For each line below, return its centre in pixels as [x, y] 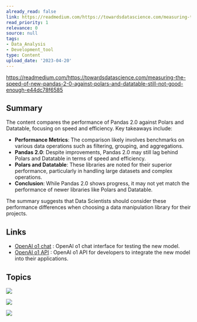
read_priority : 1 [27, 22]
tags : [13, 39]
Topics [19, 277]
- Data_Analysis [26, 45]
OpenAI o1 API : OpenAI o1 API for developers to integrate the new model [102, 252]
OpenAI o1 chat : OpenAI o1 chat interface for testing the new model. [97, 246]
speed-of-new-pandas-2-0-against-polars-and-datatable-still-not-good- [95, 83]
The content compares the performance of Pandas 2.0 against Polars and [95, 122]
